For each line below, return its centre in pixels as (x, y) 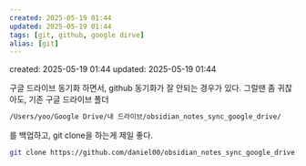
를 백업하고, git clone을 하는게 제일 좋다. (81, 135)
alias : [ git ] (34, 43)
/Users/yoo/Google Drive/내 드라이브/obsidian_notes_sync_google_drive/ (146, 117)
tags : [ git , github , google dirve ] (77, 35)
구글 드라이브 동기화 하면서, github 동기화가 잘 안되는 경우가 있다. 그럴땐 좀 (143, 88)
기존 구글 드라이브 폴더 (69, 99)
